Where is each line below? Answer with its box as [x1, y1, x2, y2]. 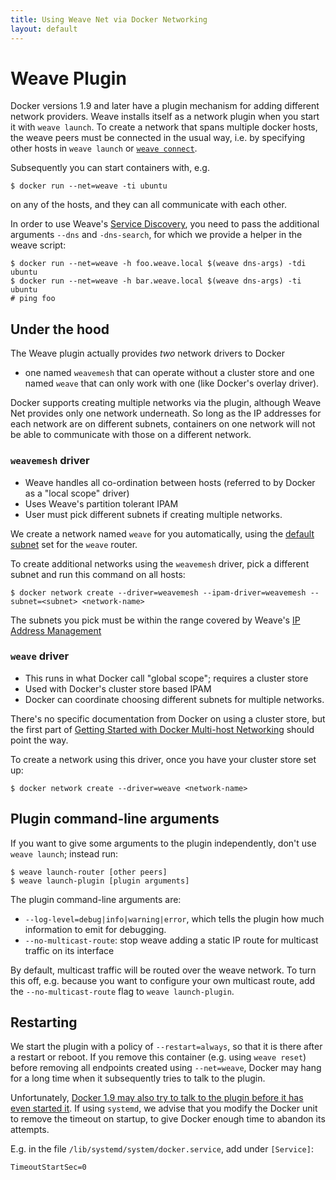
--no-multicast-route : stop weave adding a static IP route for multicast [24, 934, 319, 946]
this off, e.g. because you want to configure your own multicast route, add [10, 974, 316, 986]
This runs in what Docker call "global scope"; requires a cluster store [24, 672, 309, 684]
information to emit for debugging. [24, 923, 167, 935]
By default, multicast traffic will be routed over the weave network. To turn [10, 964, 317, 976]
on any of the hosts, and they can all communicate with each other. [10, 199, 287, 211]
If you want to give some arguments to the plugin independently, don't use [10, 837, 317, 849]
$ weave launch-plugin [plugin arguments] [10, 876, 190, 886]
